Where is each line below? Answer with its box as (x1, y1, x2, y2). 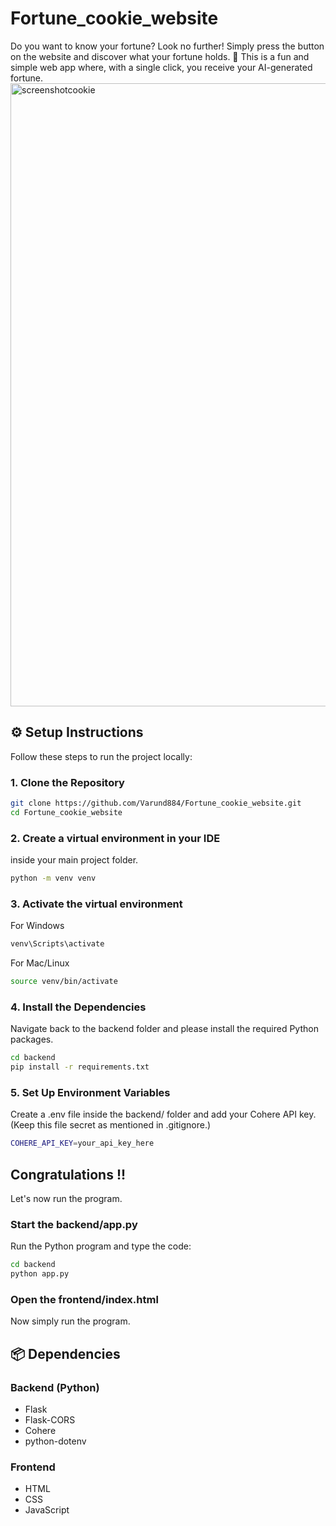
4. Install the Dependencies (10, 1000, 147, 1014)
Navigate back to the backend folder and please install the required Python (10, 1023, 319, 1035)
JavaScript (24, 1504, 70, 1516)
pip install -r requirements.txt (10, 1062, 150, 1072)
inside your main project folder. (10, 854, 139, 866)
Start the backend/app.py (10, 1217, 138, 1231)
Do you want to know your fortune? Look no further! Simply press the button (10, 40, 325, 52)
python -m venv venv (10, 873, 97, 884)
